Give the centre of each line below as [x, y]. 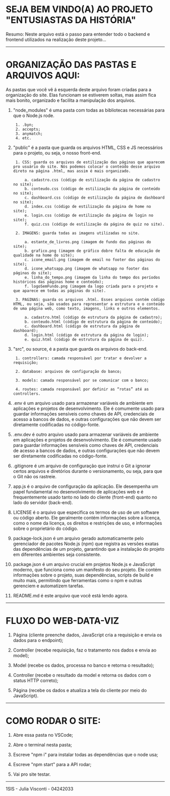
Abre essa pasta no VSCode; [43, 735]
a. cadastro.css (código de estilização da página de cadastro [92, 180]
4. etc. [23, 138]
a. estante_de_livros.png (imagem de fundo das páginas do [88, 242]
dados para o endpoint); [38, 640]
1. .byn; [25, 125]
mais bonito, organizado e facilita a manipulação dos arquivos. [71, 100]
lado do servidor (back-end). [43, 502]
